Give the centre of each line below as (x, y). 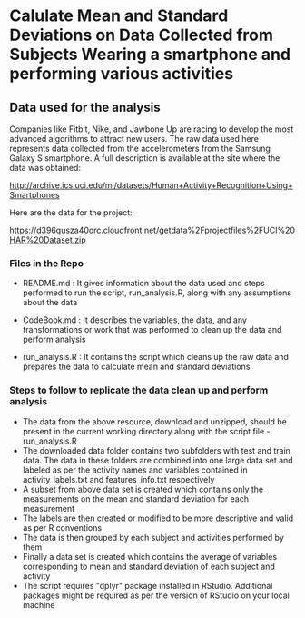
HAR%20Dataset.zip (48, 240)
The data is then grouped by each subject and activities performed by (153, 537)
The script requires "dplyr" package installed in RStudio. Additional (148, 585)
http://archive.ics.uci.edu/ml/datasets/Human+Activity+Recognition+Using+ (151, 185)
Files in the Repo (47, 263)
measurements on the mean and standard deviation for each (136, 498)
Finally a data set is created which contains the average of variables (150, 556)
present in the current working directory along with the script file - (146, 431)
